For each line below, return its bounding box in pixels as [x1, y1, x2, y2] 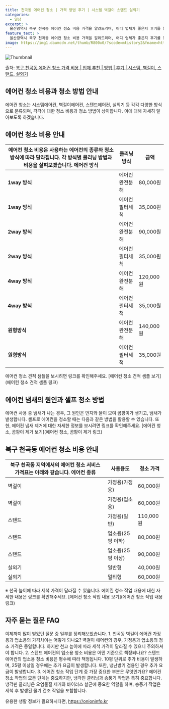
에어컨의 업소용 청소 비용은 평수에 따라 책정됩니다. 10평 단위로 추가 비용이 [5, 655, 149, 662]
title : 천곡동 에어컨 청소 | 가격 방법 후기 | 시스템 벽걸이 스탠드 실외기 [5, 7, 140, 13]
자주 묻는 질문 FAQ [5, 616, 60, 625]
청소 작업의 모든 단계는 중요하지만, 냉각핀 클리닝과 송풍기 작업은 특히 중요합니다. [5, 675, 162, 681]
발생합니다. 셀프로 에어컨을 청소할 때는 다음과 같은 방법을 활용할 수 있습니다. [5, 416, 154, 422]
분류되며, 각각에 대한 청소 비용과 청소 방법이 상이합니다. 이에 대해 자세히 [14, 108, 155, 114]
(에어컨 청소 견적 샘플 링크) [5, 380, 58, 386]
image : [5, 40, 19, 45]
